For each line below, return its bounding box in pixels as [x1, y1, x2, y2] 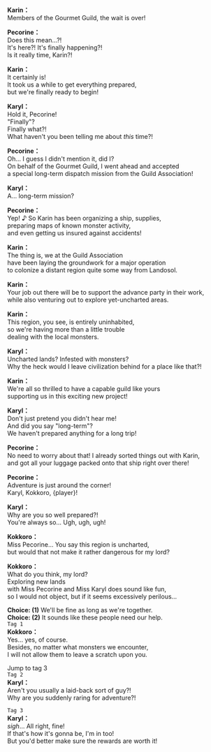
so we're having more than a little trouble [7, 325, 125, 334]
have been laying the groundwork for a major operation [7, 258, 166, 267]
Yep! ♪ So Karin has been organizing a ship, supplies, [7, 214, 162, 223]
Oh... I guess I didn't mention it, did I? [7, 155, 115, 163]
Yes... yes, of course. [7, 635, 68, 644]
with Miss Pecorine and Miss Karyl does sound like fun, [7, 585, 166, 594]
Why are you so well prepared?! [7, 511, 99, 519]
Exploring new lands [7, 577, 66, 586]
